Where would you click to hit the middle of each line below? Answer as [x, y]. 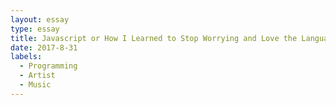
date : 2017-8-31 [44, 47]
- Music [35, 85]
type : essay [35, 29]
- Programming [48, 66]
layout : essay [40, 19]
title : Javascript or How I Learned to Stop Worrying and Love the [154, 38]
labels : [26, 57]
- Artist [37, 76]
